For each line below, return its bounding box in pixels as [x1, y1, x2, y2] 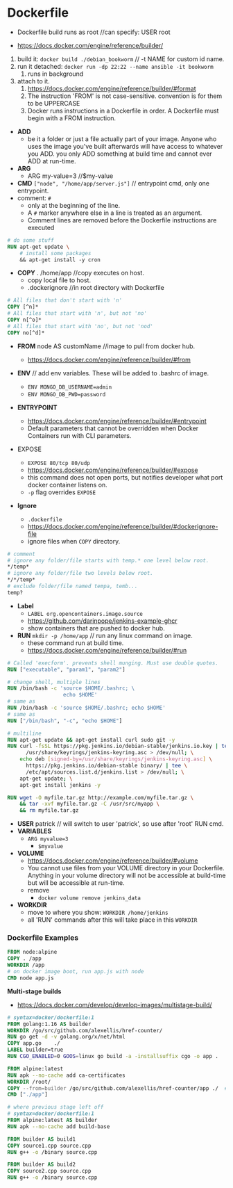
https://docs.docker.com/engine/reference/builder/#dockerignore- [27, 522, 218, 530]
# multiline [7, 730, 42, 737]
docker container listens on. [27, 480, 107, 489]
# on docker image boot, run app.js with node [7, 968, 144, 975]
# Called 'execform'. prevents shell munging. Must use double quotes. [7, 659, 218, 667]
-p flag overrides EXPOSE [27, 488, 96, 496]
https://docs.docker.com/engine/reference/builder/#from [27, 355, 191, 364]
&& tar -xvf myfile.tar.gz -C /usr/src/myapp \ [19, 801, 159, 808]
